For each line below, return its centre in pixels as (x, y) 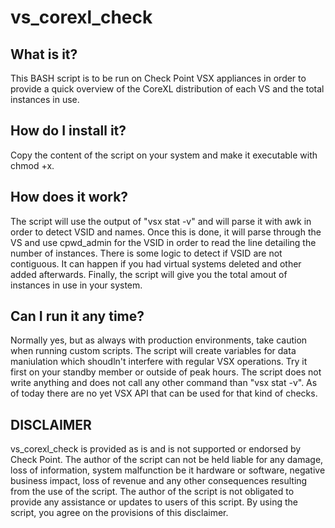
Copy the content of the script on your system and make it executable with (164, 155)
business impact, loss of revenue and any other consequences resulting (159, 481)
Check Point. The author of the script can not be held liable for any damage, (167, 460)
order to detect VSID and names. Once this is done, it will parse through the (166, 232)
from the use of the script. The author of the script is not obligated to (152, 492)
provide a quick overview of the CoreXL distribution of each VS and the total (167, 89)
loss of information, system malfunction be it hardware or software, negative (168, 470)
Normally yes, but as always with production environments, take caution (159, 340)
